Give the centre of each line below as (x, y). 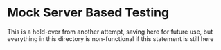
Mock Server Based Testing (88, 13)
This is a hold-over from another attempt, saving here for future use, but (110, 32)
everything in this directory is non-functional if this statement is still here (110, 38)
